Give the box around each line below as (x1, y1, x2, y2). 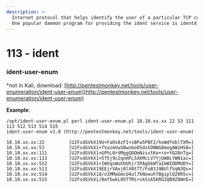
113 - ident (6, 46, 59, 60)
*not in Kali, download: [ (6, 81, 67, 89)
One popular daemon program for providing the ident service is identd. (12, 20, 200, 26)
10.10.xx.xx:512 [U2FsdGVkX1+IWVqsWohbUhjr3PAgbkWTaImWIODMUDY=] (6, 160, 194, 167)
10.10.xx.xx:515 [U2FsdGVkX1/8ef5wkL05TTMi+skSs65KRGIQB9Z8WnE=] (6, 176, 194, 183)
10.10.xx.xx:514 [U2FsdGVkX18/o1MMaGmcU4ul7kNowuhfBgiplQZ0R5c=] (6, 171, 194, 177)
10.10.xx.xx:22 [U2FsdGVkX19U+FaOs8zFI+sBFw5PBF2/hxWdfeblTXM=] (6, 139, 194, 146)
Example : (6, 106, 30, 113)
